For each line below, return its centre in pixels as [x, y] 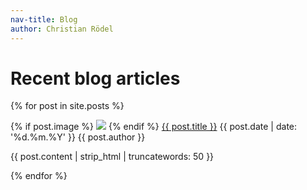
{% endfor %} [39, 176]
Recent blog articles [95, 78]
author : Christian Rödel [62, 29]
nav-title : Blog [44, 19]
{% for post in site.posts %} [67, 106]
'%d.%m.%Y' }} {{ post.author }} [78, 137]
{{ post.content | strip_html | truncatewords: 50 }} [112, 157]
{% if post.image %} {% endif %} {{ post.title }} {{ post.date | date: [154, 127]
